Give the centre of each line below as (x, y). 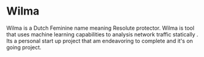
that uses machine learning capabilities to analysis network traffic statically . (102, 34)
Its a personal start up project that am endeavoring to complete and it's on (100, 41)
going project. (24, 47)
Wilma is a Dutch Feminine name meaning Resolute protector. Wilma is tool (100, 28)
